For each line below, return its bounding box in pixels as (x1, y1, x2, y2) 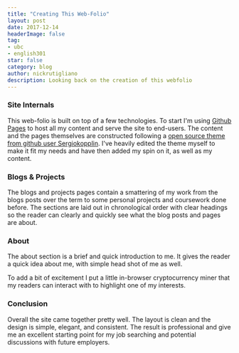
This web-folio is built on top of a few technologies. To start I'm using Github (7, 116, 232, 125)
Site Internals (7, 100, 55, 110)
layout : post (7, 17, 46, 24)
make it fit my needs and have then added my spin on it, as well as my (7, 147, 213, 155)
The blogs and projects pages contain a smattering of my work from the (7, 188, 218, 196)
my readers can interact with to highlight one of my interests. (7, 281, 186, 290)
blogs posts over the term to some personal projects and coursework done (7, 195, 227, 204)
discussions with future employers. (7, 337, 110, 346)
